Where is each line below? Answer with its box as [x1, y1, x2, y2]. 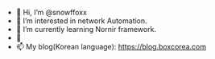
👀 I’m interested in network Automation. [15, 16, 147, 26]
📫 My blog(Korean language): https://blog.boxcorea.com [15, 42, 207, 51]
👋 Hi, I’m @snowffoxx [15, 8, 87, 17]
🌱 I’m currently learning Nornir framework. [15, 25, 157, 33]
